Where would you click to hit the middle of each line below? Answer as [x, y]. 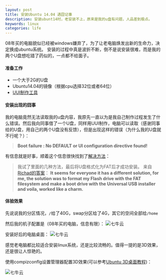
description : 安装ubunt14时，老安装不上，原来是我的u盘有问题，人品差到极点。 [79, 19]
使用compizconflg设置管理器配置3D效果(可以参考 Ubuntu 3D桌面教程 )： [79, 262]
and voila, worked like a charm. [50, 189]
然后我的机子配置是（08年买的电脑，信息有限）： [55, 224]
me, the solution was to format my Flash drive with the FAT [79, 178]
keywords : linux [22, 24]
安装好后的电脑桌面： [27, 234]
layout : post [19, 10]
